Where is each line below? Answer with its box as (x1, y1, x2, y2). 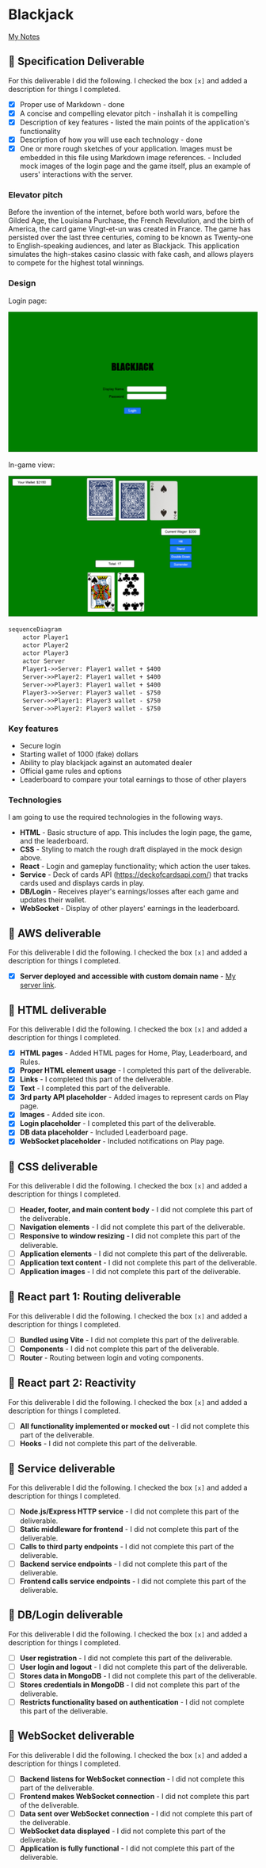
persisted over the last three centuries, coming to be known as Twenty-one (8, 232, 253, 243)
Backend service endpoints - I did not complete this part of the (19, 1559, 228, 1568)
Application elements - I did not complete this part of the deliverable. (19, 1249, 248, 1258)
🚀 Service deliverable (8, 1462, 116, 1476)
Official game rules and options (19, 766, 123, 775)
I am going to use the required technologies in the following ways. (8, 813, 223, 822)
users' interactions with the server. (19, 170, 133, 179)
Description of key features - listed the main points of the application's (19, 117, 250, 127)
